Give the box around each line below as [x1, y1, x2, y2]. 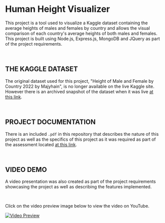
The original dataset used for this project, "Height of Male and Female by [5, 78, 154, 84]
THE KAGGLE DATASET [5, 65, 78, 73]
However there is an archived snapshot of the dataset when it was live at [5, 88, 154, 95]
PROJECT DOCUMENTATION [5, 118, 96, 126]
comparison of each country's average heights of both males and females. [5, 30, 158, 36]
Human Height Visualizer [5, 3, 110, 15]
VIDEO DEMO [5, 165, 47, 174]
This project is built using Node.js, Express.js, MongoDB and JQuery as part [5, 36, 160, 42]
